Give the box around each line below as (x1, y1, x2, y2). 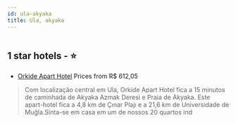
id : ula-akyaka (7, 10, 52, 18)
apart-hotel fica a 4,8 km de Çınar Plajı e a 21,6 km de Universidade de (24, 101, 230, 109)
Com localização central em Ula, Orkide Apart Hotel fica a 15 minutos (24, 86, 225, 94)
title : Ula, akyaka (7, 17, 65, 24)
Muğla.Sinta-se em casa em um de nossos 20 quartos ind (24, 108, 192, 117)
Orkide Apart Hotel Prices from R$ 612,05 (17, 72, 139, 81)
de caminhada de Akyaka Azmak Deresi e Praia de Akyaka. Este (24, 93, 211, 102)
